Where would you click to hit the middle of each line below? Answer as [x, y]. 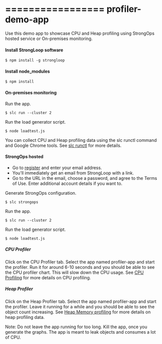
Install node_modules [28, 71]
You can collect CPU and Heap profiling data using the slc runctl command [81, 140]
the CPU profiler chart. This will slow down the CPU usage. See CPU [74, 272]
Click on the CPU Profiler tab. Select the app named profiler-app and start [80, 262]
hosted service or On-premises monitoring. [49, 39]
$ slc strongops [22, 202]
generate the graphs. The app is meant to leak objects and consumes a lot [81, 332]
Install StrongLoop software [34, 50]
